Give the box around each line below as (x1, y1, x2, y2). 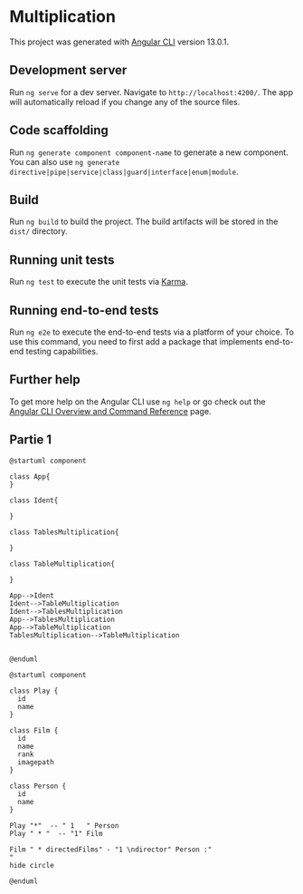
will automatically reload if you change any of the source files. (9, 96, 241, 107)
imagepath (17, 757, 54, 767)
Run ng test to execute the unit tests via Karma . (9, 277, 188, 287)
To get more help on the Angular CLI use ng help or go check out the (9, 396, 266, 407)
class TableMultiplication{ (9, 559, 116, 568)
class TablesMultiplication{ (9, 528, 119, 537)
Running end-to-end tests (9, 302, 159, 318)
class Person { (9, 782, 67, 791)
